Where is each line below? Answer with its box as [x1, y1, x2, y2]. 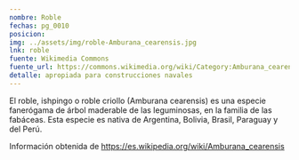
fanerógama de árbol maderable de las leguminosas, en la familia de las [9, 104, 273, 116]
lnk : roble [9, 46, 50, 55]
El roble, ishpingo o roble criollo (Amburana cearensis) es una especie [9, 95, 267, 106]
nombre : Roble [9, 12, 62, 22]
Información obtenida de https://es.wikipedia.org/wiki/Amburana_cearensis [9, 140, 285, 151]
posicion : [9, 29, 46, 38]
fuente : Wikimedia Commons [9, 54, 109, 63]
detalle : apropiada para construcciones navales [9, 71, 193, 80]
